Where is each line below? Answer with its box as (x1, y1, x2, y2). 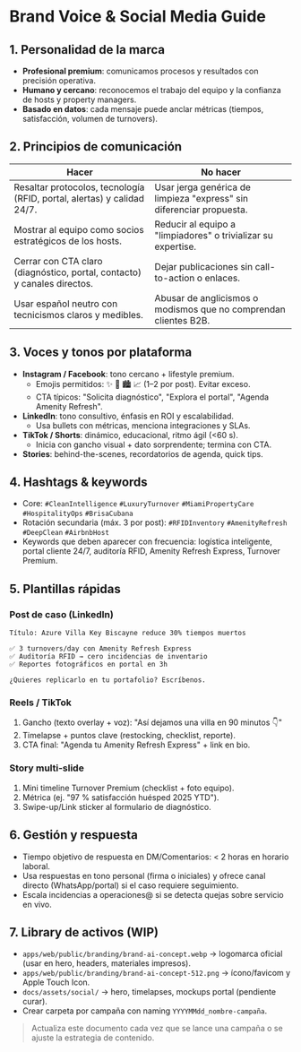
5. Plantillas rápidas (9, 581, 121, 597)
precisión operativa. (21, 75, 97, 86)
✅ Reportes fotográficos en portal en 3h (9, 660, 168, 669)
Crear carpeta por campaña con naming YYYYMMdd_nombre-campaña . (21, 1005, 268, 1016)
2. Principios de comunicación (9, 139, 182, 154)
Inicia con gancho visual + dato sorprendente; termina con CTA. (35, 439, 271, 450)
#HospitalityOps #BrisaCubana (21, 509, 134, 519)
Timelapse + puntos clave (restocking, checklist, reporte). (21, 730, 236, 741)
